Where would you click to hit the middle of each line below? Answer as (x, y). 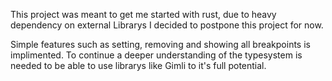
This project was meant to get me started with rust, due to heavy (143, 14)
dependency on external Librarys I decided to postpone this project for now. (167, 25)
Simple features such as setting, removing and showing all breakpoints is (160, 44)
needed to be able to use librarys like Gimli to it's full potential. (138, 65)
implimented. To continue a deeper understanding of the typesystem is (156, 55)
